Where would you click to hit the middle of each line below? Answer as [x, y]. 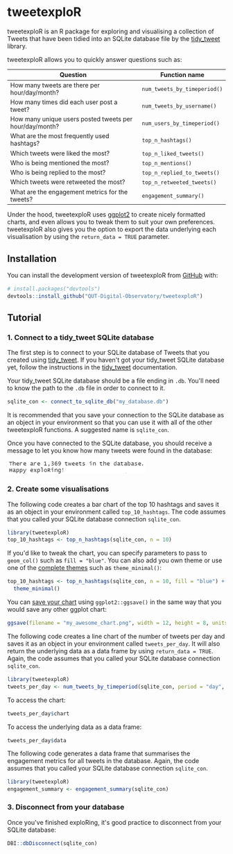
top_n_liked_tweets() [173, 153]
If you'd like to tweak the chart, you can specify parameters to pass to [107, 553]
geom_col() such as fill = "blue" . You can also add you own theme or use [115, 560]
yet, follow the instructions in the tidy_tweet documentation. [93, 367]
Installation [32, 259]
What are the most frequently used [60, 136]
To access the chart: [36, 700]
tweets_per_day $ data [37, 740]
